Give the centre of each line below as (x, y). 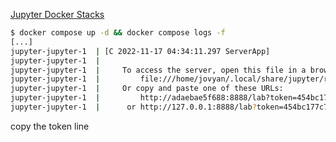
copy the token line (50, 126)
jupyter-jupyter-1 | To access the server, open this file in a (158, 70)
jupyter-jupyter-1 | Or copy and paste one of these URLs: (147, 89)
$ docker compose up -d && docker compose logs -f (118, 33)
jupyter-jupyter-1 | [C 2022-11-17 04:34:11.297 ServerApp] (140, 51)
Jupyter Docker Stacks (57, 14)
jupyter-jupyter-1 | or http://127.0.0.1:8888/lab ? (133, 107)
